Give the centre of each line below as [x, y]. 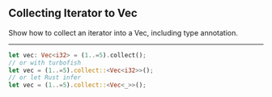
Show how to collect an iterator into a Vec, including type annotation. [123, 32]
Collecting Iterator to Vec [73, 13]
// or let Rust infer [45, 78]
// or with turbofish [45, 63]
